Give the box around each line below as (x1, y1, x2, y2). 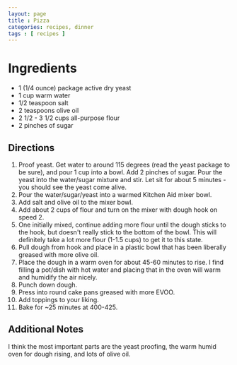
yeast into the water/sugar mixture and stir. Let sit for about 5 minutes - (18, 176, 226, 184)
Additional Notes (8, 323, 84, 335)
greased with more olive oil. (18, 251, 100, 258)
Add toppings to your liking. (18, 296, 100, 304)
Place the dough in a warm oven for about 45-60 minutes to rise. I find (18, 258, 224, 266)
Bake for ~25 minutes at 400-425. (18, 303, 118, 311)
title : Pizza (8, 17, 50, 24)
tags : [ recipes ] (8, 30, 66, 37)
